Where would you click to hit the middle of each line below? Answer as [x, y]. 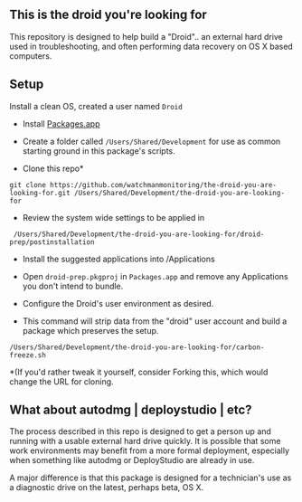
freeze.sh [28, 355]
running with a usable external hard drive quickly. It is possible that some [145, 441]
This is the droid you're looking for [109, 15]
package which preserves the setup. [90, 330]
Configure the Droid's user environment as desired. [118, 303]
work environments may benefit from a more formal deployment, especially [150, 450]
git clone [28, 185]
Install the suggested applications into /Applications [118, 259]
